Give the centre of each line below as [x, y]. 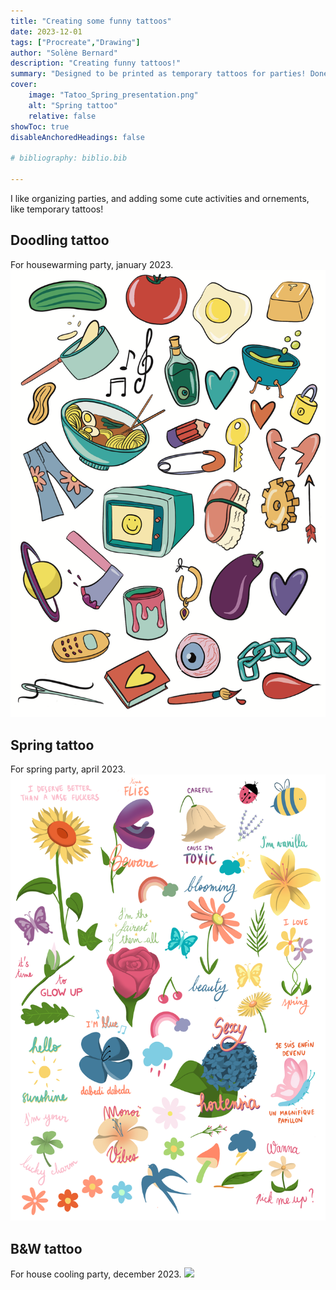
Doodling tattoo [60, 240]
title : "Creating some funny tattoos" [91, 21]
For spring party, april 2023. [68, 769]
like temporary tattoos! [57, 209]
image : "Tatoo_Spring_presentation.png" [113, 95]
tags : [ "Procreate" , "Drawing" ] [75, 42]
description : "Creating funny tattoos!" [96, 63]
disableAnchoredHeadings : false [77, 137]
